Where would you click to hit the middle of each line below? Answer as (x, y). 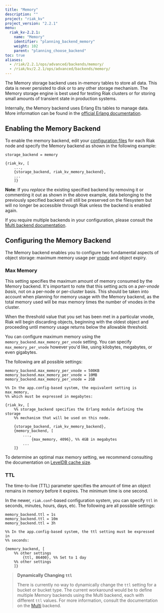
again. (12, 210)
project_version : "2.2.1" (31, 23)
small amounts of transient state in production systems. (61, 98)
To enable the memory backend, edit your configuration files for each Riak (80, 140)
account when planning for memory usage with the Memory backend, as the (82, 296)
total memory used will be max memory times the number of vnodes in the (80, 302)
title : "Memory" (22, 10)
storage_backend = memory (31, 155)
